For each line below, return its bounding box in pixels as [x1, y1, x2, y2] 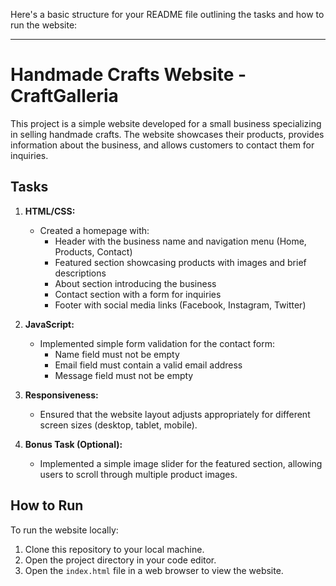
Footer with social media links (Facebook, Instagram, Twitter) [54, 299, 307, 311]
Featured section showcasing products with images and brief [54, 256, 307, 268]
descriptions [54, 267, 107, 279]
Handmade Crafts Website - [10, 64, 247, 86]
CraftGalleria [10, 85, 119, 108]
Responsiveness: [24, 389, 99, 401]
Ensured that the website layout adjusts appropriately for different [39, 408, 311, 420]
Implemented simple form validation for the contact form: [39, 337, 275, 349]
